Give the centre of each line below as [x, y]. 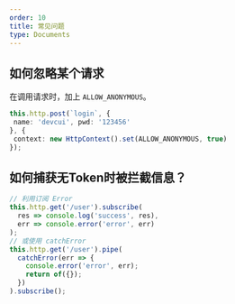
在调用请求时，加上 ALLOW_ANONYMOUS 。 [80, 97]
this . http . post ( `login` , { [60, 114]
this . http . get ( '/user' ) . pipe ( [66, 249]
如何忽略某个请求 [57, 73]
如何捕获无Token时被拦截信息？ [98, 177]
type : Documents [40, 34]
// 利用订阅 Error [41, 199]
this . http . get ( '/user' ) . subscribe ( [76, 207]
